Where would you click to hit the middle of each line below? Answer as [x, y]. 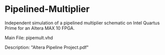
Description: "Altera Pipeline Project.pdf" [47, 47]
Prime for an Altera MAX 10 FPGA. [40, 28]
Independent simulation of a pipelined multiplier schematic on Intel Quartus [82, 23]
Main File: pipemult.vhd [29, 38]
